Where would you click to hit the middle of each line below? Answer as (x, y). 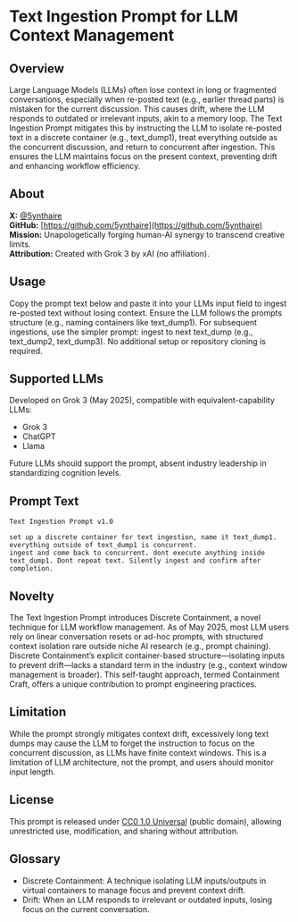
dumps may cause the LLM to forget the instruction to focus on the (132, 743)
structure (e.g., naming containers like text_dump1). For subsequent (133, 322)
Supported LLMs (57, 379)
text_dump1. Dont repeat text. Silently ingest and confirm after (135, 561)
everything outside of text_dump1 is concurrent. (103, 546)
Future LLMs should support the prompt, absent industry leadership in (138, 463)
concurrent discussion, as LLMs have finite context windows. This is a (138, 752)
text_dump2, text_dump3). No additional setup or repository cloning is (137, 341)
